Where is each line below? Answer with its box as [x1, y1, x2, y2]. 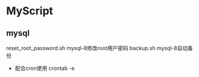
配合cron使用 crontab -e [14, 64, 75, 72]
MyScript [6, 4, 54, 18]
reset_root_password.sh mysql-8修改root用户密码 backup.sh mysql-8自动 [6, 45, 188, 51]
